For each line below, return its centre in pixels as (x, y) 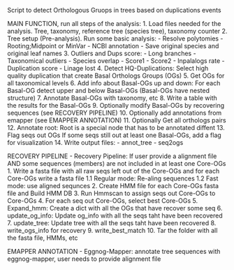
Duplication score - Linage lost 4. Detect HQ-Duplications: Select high (108, 68)
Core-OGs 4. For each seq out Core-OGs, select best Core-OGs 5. (102, 201)
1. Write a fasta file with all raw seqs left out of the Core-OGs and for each (114, 171)
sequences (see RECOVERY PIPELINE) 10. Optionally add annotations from (115, 113)
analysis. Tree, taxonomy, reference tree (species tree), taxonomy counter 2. (117, 31)
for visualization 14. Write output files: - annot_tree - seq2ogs (95, 142)
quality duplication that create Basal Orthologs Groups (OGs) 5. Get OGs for (116, 76)
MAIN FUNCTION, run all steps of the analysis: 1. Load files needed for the (114, 23)
